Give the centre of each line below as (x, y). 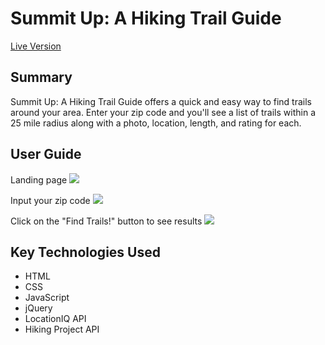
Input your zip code (50, 200)
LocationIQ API (55, 319)
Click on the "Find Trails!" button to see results (106, 221)
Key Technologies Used (85, 252)
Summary (41, 77)
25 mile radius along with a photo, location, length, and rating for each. (156, 123)
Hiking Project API (62, 329)
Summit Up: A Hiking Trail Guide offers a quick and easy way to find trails (161, 101)
